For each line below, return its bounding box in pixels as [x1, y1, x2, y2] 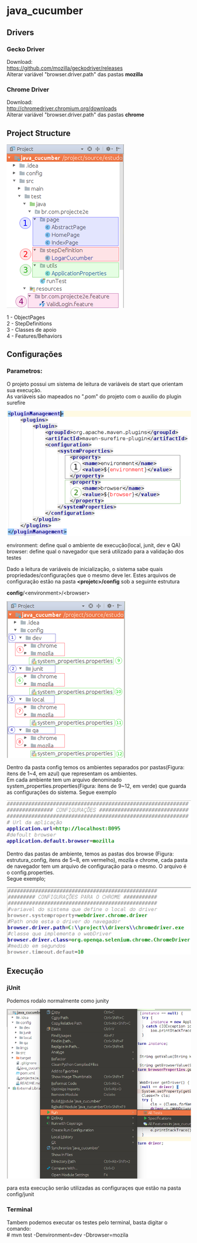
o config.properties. [6, 869, 54, 876]
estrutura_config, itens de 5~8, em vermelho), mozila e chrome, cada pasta [6, 856, 188, 863]
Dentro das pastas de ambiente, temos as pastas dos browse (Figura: [6, 850, 174, 857]
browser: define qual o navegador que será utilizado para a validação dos [6, 548, 184, 555]
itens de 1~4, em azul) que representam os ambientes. [6, 770, 138, 777]
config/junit [6, 1191, 34, 1198]
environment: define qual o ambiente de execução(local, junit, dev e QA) [6, 541, 181, 549]
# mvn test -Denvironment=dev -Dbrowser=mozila [6, 1231, 129, 1238]
